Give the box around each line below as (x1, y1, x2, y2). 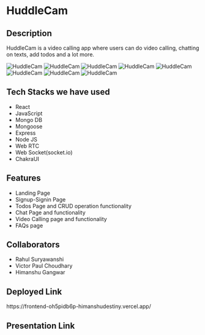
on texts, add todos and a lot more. (6, 51, 95, 58)
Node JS (15, 135, 38, 143)
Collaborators (6, 239, 60, 250)
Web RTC (15, 142, 40, 149)
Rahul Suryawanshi (15, 255, 64, 263)
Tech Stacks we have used (6, 87, 110, 97)
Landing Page (15, 189, 51, 197)
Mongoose (15, 122, 43, 130)
